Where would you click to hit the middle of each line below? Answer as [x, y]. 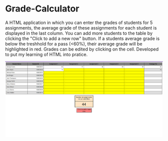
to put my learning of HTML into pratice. [46, 54]
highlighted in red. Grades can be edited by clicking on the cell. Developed [82, 49]
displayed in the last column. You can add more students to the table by [79, 33]
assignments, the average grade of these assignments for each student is [81, 27]
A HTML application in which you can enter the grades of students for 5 [79, 22]
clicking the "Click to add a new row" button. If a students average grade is [82, 38]
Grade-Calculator [42, 9]
